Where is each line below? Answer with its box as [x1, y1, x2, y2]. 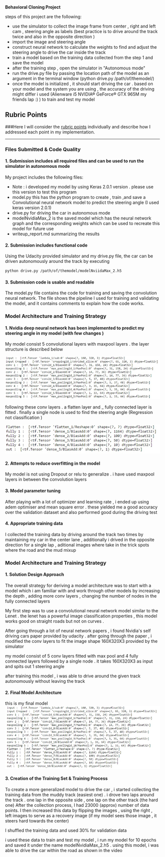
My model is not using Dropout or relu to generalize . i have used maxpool [5, 471, 155, 477]
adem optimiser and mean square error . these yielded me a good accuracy [5, 504, 158, 510]
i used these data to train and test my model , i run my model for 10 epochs [5, 837, 157, 843]
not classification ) [5, 414, 43, 420]
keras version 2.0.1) [12, 204, 52, 211]
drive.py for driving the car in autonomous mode [12, 210, 110, 216]
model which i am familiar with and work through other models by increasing [5, 588, 160, 594]
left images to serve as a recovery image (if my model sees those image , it [5, 812, 157, 819]
